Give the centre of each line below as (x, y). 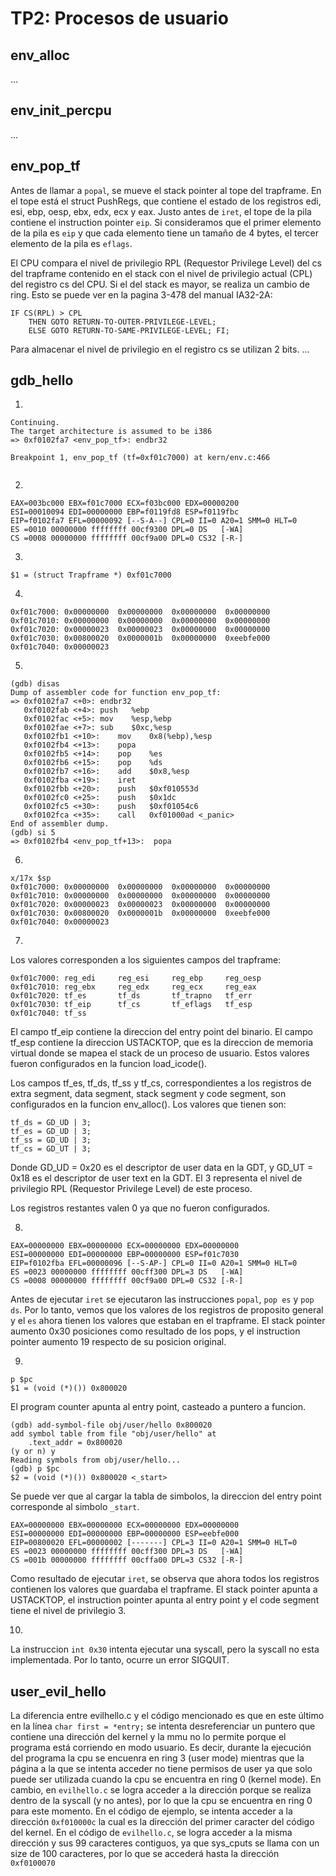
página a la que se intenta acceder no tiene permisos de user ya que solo (161, 1769)
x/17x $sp (31, 878)
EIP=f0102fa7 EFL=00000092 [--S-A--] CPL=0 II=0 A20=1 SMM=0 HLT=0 (154, 521)
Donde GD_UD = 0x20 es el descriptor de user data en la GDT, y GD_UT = (162, 1168)
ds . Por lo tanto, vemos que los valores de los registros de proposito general (167, 1310)
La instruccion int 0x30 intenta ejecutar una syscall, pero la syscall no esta (165, 1649)
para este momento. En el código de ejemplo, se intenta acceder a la (151, 1811)
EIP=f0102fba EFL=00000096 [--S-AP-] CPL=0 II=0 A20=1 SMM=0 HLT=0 (154, 1263)
